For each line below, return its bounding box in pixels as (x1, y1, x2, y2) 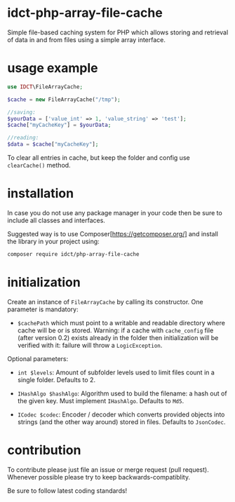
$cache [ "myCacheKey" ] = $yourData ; (7, 121, 112, 129)
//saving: (7, 109, 36, 116)
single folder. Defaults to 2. (17, 375, 96, 384)
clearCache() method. (7, 161, 72, 169)
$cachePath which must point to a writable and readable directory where (17, 318, 226, 327)
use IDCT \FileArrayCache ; (7, 83, 83, 90)
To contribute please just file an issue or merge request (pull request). (7, 465, 209, 474)
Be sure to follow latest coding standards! (7, 486, 128, 495)
